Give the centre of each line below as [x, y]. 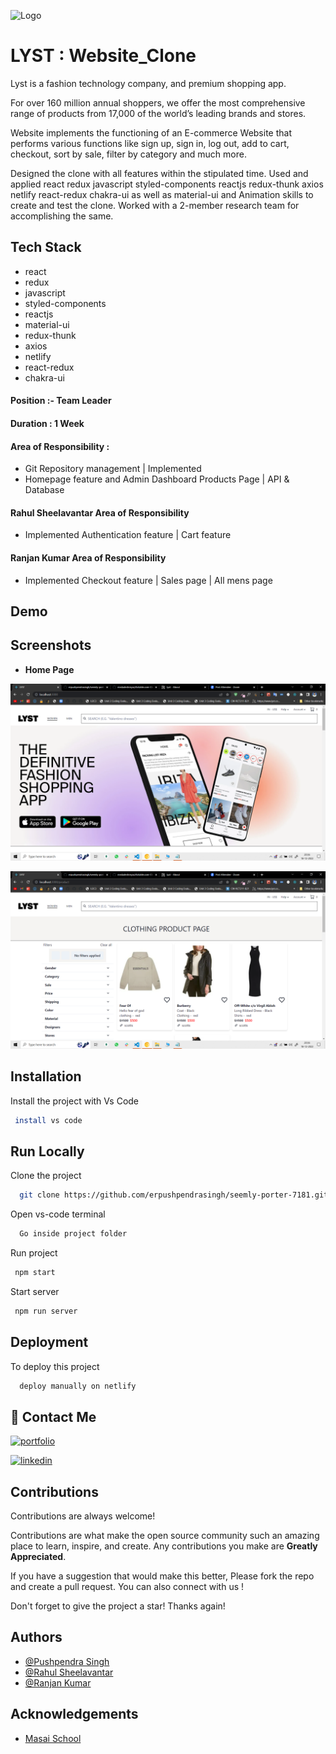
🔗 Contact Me [53, 1416]
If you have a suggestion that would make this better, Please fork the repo [162, 1576]
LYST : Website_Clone [103, 56]
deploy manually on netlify [78, 1386]
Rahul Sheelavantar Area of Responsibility [100, 512]
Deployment [49, 1342]
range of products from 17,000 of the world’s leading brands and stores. [158, 113]
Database [44, 490]
